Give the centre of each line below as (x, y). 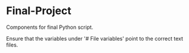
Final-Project (39, 11)
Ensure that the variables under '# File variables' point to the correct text (95, 38)
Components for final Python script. (50, 27)
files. (12, 45)
